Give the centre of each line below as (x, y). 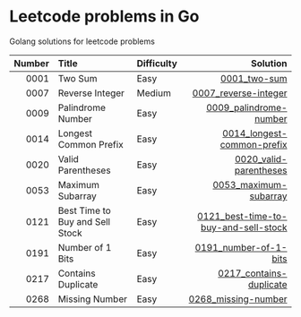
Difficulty (157, 63)
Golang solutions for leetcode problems (82, 41)
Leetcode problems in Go (104, 17)
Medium (154, 93)
